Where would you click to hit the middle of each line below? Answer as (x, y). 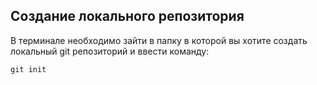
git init (28, 69)
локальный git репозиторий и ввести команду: (110, 51)
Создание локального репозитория (127, 16)
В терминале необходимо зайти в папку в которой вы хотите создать (159, 40)
